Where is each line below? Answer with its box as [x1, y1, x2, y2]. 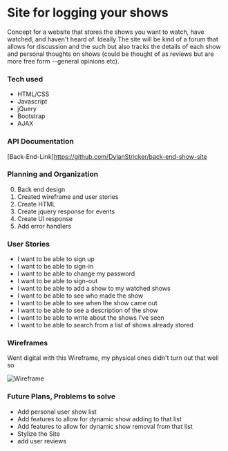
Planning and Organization [7, 169, 99, 179]
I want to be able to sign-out [17, 277, 98, 285]
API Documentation [7, 137, 75, 146]
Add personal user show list [17, 407, 97, 416]
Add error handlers [17, 222, 72, 230]
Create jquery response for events [17, 207, 115, 215]
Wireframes [7, 338, 48, 348]
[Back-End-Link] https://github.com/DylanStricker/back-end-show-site [7, 152, 207, 160]
